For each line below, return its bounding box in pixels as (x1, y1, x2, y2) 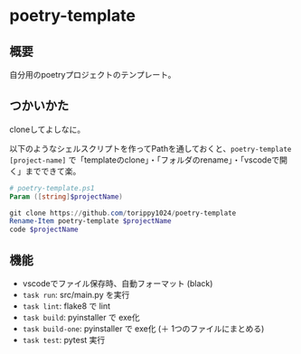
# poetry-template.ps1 (9, 183, 95, 192)
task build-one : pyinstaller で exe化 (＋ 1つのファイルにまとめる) (22, 323, 265, 334)
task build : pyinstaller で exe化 (22, 312, 140, 322)
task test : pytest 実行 (22, 335, 106, 345)
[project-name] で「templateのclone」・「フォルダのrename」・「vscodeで (9, 154, 280, 165)
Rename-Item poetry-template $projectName (9, 217, 172, 226)
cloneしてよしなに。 (9, 124, 86, 135)
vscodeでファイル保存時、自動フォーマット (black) (22, 278, 213, 289)
